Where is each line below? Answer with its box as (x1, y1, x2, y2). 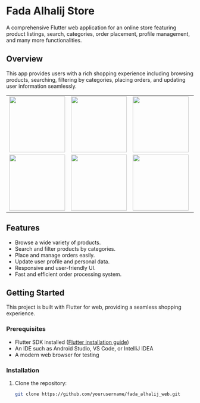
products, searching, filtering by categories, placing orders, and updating (6, 76, 186, 83)
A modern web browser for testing (14, 351, 99, 358)
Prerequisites (6, 325, 46, 333)
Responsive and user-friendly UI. (14, 264, 96, 271)
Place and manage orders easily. (14, 251, 95, 259)
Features (6, 223, 40, 233)
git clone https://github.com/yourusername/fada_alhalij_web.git (14, 391, 180, 397)
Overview (6, 54, 43, 64)
